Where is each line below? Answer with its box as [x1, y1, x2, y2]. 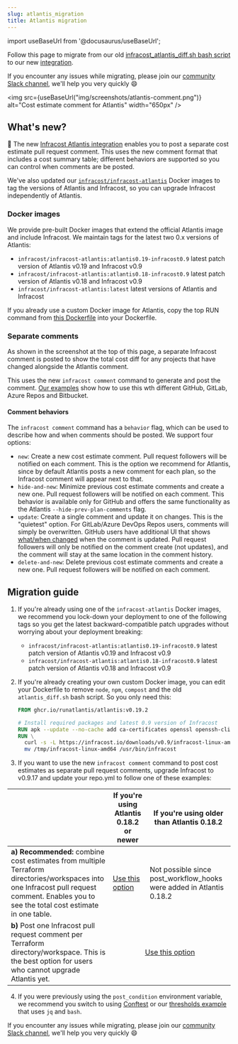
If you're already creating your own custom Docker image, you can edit [17, 677, 225, 686]
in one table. [11, 909, 52, 919]
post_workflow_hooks [149, 873, 223, 883]
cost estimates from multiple [11, 856, 106, 866]
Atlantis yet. [11, 974, 50, 984]
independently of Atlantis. [7, 191, 83, 200]
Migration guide [7, 586, 79, 598]
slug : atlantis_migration [7, 10, 84, 18]
